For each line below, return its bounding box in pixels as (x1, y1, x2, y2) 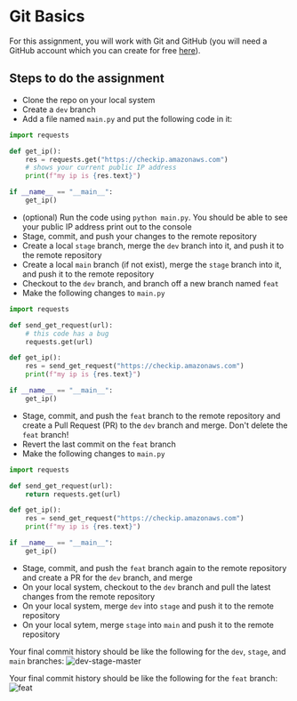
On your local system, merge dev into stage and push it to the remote (21, 600, 274, 611)
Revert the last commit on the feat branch (21, 439, 176, 449)
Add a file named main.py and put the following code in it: (21, 113, 233, 124)
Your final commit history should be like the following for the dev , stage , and (9, 646, 286, 657)
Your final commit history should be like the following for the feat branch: (9, 673, 278, 683)
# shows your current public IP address (25, 163, 177, 173)
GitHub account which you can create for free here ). (9, 44, 201, 55)
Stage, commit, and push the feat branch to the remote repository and (21, 410, 281, 421)
